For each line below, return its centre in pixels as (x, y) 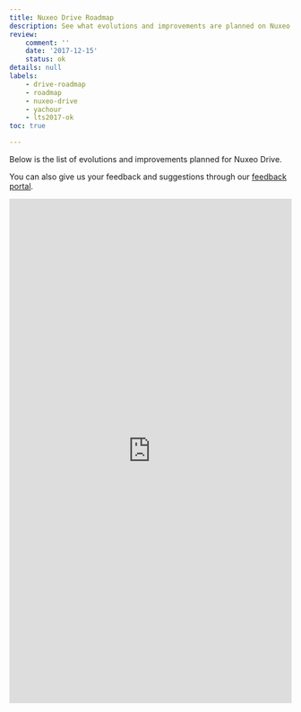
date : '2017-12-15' (62, 51)
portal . (21, 186)
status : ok (46, 59)
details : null (36, 68)
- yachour (44, 109)
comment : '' (47, 43)
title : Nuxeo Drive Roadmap (62, 17)
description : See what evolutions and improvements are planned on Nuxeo (150, 26)
